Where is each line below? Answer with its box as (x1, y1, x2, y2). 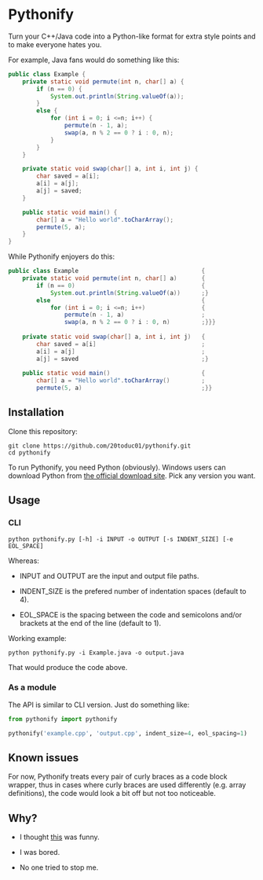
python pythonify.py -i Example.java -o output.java (8, 649, 184, 657)
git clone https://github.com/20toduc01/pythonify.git (8, 442, 192, 450)
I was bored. (19, 848, 60, 857)
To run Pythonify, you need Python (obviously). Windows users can (8, 462, 226, 472)
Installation (8, 406, 64, 419)
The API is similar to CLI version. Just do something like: (8, 700, 190, 709)
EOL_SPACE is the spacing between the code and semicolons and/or (19, 609, 243, 619)
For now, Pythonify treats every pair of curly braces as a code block (8, 772, 228, 782)
